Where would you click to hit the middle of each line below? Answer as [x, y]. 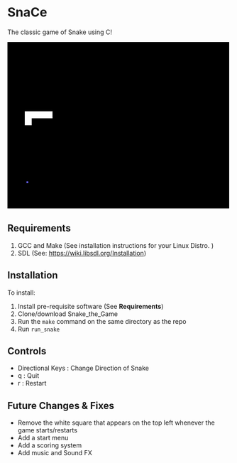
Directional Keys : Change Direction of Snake [83, 368]
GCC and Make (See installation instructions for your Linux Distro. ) [116, 245]
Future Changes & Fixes [61, 405]
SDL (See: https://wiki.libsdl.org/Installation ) [82, 253]
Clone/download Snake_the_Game [68, 314]
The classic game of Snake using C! [60, 32]
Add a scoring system [50, 445]
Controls [27, 351]
